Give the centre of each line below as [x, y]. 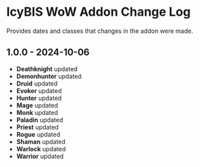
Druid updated [37, 83]
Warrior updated [40, 156]
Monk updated [37, 112]
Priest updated [38, 127]
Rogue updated [38, 134]
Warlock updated [41, 149]
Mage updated [37, 105]
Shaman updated [41, 142]
